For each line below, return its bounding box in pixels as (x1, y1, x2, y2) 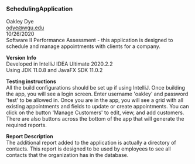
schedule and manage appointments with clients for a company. (6, 43, 161, 50)
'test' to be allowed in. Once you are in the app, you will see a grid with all (6, 97, 183, 104)
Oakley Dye (6, 18, 34, 25)
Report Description (6, 133, 54, 140)
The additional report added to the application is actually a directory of (6, 139, 177, 146)
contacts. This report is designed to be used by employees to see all (6, 145, 171, 152)
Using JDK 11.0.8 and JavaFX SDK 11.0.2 (6, 67, 103, 74)
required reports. (6, 122, 47, 129)
